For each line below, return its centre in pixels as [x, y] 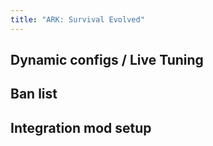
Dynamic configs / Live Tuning [107, 60]
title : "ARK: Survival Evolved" [77, 19]
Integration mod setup [81, 127]
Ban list [34, 94]
